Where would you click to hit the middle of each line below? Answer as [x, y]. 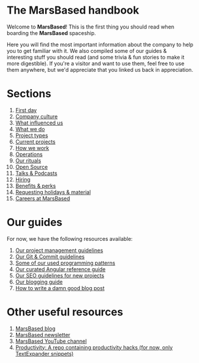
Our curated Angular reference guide [60, 269]
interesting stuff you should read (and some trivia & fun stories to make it [96, 57]
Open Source [31, 167]
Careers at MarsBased [43, 198]
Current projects [35, 141]
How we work [32, 148]
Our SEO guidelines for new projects [60, 275]
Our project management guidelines [59, 250]
